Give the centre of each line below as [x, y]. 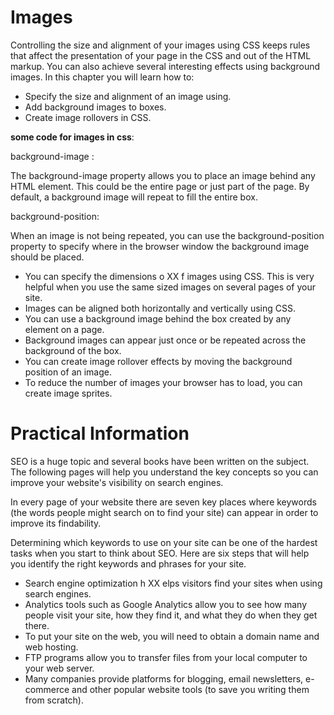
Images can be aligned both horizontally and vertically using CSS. [160, 308]
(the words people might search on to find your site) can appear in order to [164, 512]
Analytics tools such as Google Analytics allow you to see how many [166, 604]
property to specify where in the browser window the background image [160, 246]
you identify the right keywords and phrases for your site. [128, 563]
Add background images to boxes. [95, 107]
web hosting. [51, 647]
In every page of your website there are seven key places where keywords [163, 502]
